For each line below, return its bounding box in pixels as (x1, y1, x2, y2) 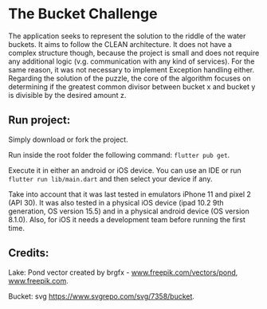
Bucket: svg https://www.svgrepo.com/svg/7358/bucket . (8, 291, 195, 301)
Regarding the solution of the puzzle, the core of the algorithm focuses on (8, 73, 251, 83)
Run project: (8, 113, 71, 127)
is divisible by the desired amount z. (8, 90, 127, 100)
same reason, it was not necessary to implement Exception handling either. (8, 65, 255, 74)
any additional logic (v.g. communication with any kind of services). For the (8, 57, 255, 66)
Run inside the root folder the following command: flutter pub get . (8, 150, 230, 159)
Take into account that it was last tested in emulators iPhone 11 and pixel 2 (8, 189, 251, 199)
